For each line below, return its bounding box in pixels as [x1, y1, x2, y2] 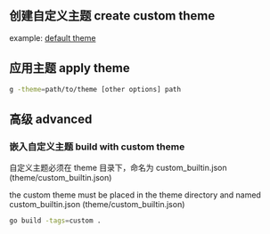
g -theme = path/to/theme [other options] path [9, 85, 181, 93]
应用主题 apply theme [9, 61, 131, 76]
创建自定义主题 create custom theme [9, 8, 216, 24]
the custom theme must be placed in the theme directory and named [9, 190, 261, 200]
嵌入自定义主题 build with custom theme [9, 141, 185, 153]
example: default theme [9, 32, 96, 43]
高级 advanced [9, 111, 93, 126]
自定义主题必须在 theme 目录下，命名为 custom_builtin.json [9, 163, 227, 173]
